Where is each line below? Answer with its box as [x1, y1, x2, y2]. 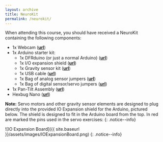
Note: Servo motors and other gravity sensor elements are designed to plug [5, 101, 159, 107]
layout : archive [5, 7, 38, 12]
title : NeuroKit [5, 12, 38, 17]
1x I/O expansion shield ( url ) [19, 60, 77, 66]
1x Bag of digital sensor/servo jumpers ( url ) [19, 81, 108, 87]
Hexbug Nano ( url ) [12, 91, 51, 97]
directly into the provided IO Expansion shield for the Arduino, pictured [5, 106, 148, 112]
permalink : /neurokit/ [5, 16, 52, 21]
